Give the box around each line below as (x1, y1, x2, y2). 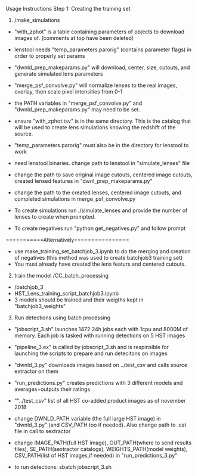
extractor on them (14, 368, 59, 375)
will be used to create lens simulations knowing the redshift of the (14, 124, 176, 130)
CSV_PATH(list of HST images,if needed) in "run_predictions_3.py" (14, 452, 178, 459)
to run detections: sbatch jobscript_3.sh (14, 463, 112, 470)
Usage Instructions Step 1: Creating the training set (5, 5, 131, 12)
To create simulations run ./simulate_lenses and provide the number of (14, 207, 188, 214)
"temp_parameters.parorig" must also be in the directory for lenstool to (14, 142, 189, 148)
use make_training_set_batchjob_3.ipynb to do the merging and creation (14, 248, 191, 255)
